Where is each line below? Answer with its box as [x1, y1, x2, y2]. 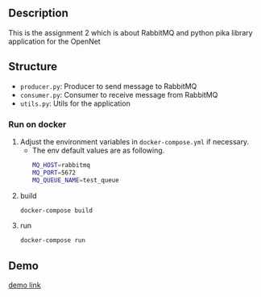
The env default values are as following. [31, 145, 165, 155]
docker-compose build [19, 206, 93, 215]
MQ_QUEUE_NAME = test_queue [31, 176, 119, 184]
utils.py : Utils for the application [19, 98, 130, 108]
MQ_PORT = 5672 [31, 169, 77, 177]
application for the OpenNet [8, 36, 101, 46]
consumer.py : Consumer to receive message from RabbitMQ [19, 90, 218, 99]
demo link [8, 280, 42, 290]
